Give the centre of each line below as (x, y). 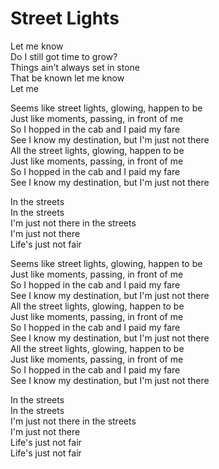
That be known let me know (67, 78)
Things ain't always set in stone (75, 67)
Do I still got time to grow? (64, 56)
